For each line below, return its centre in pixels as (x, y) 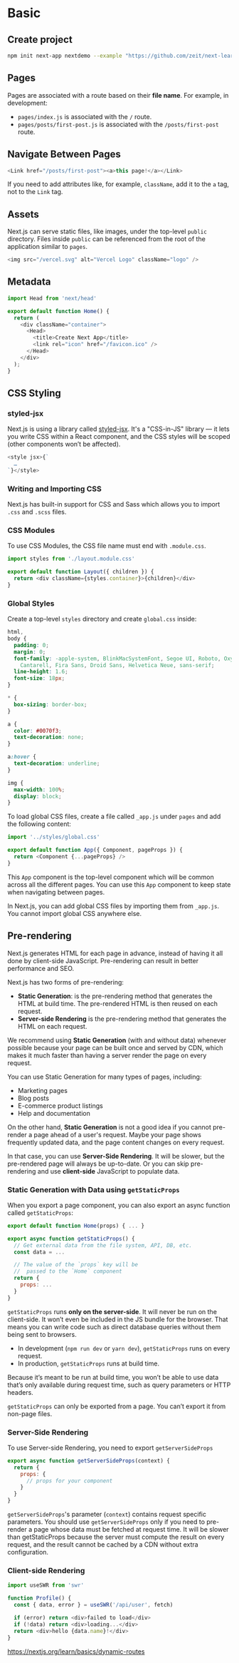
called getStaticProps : (40, 1212)
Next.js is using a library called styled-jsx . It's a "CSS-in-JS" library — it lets (118, 429)
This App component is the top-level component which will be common (111, 877)
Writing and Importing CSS (54, 489)
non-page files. (30, 1413)
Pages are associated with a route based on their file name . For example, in (118, 95)
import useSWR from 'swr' (46, 1585)
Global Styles (31, 603)
